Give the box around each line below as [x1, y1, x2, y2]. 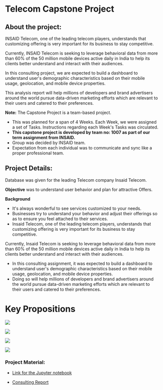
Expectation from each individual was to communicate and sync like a [12, 145, 152, 150]
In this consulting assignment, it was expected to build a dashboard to [12, 260, 153, 266]
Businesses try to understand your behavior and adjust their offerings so [12, 210, 158, 216]
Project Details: [5, 164, 53, 172]
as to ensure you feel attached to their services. [12, 216, 108, 222]
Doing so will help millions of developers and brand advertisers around [12, 276, 154, 282]
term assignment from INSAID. [12, 135, 75, 140]
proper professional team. [12, 150, 64, 156]
